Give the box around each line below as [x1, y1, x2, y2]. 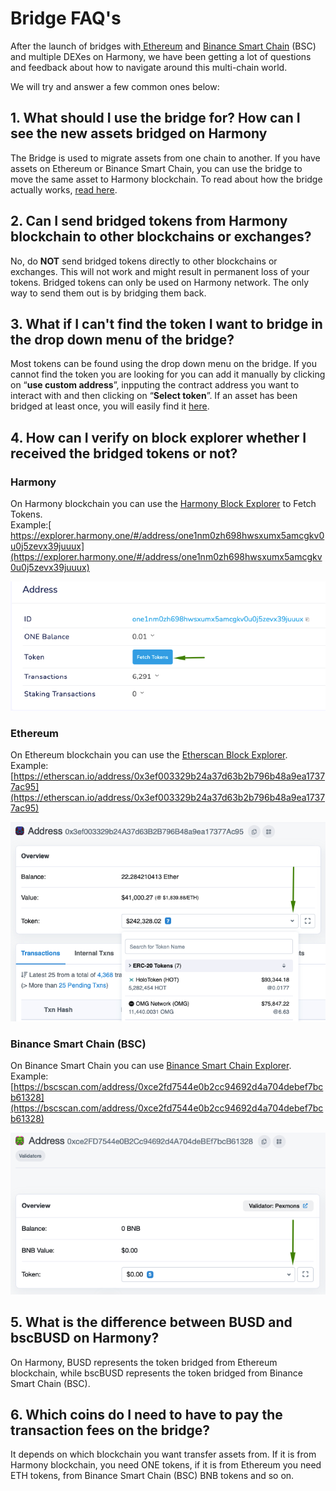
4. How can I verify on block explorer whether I [10, 429, 307, 446]
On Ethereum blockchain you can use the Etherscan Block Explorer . [10, 749, 288, 761]
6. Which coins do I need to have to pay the [10, 1406, 283, 1423]
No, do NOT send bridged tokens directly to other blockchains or [10, 255, 278, 267]
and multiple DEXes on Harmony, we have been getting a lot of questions [10, 50, 312, 62]
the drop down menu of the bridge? [10, 331, 235, 348]
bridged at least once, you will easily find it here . [10, 400, 210, 412]
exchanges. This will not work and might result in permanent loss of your [10, 265, 310, 277]
